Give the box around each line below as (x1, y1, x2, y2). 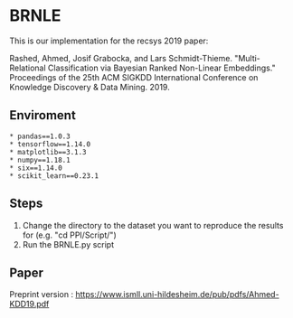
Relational (9, 62, 47, 73)
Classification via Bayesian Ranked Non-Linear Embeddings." (48, 62, 276, 73)
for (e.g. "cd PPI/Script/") (22, 229, 117, 240)
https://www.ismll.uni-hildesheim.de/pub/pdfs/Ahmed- (75, 289, 279, 300)
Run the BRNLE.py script (22, 238, 115, 249)
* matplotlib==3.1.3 (9, 147, 88, 156)
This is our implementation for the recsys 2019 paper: (9, 35, 209, 46)
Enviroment (9, 108, 77, 123)
